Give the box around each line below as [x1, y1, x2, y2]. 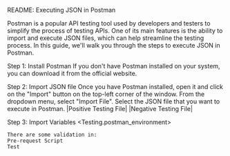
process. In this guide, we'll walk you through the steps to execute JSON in [7, 41, 221, 49]
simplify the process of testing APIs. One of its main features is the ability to [7, 27, 223, 35]
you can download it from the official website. [7, 69, 137, 77]
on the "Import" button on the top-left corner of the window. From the [7, 90, 205, 98]
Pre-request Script [7, 137, 64, 144]
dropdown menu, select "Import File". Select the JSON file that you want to [7, 97, 220, 106]
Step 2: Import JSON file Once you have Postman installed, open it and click [7, 83, 223, 90]
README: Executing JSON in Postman [7, 6, 116, 14]
